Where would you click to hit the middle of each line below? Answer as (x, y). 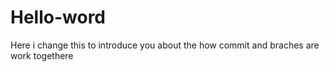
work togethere (42, 55)
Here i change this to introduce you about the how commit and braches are (165, 45)
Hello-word (58, 17)
